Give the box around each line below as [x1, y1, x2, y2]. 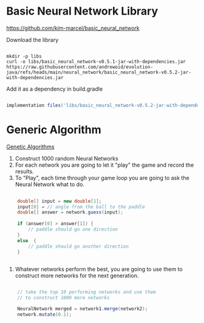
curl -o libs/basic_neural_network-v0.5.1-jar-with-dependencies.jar [6, 58, 186, 64]
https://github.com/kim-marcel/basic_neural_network [6, 24, 140, 32]
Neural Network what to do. [15, 181, 85, 188]
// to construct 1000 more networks [17, 295, 110, 301]
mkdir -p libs [6, 53, 42, 59]
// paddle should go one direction [28, 226, 118, 232]
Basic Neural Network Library [6, 4, 158, 18]
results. [15, 167, 35, 175]
